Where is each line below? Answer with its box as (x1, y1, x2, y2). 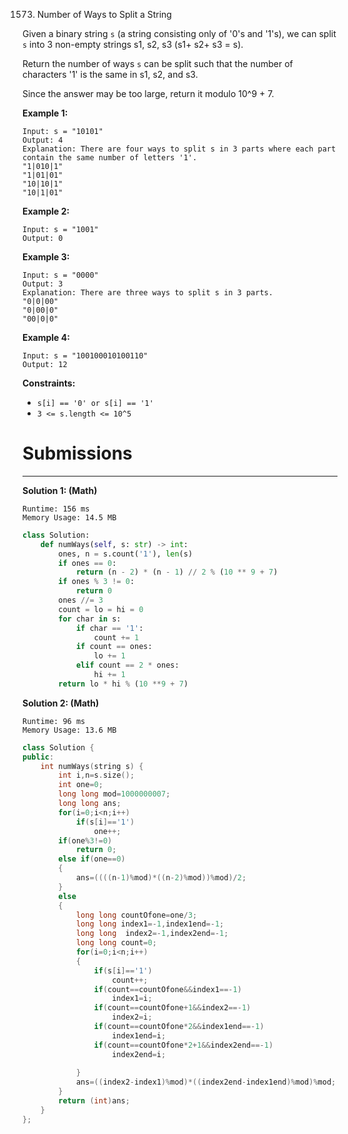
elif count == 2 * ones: (75, 660, 180, 671)
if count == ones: (75, 642, 153, 652)
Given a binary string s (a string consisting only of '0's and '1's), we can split (22, 28, 337, 39)
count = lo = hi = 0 (58, 604, 144, 614)
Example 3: (22, 251, 70, 263)
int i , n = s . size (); (58, 770, 135, 781)
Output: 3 (22, 279, 64, 289)
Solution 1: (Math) (22, 484, 98, 496)
